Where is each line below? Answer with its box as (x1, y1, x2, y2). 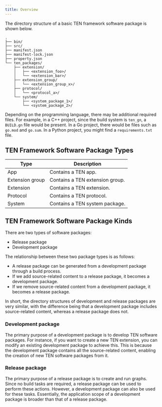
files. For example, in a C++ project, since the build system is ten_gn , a (5, 117, 146, 122)
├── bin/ (5, 39, 23, 44)
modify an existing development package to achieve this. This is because (5, 342, 152, 348)
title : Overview (5, 7, 38, 12)
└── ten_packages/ (5, 60, 42, 66)
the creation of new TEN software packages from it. (5, 353, 109, 358)
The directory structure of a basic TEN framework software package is (5, 20, 147, 26)
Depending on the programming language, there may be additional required (5, 111, 157, 117)
